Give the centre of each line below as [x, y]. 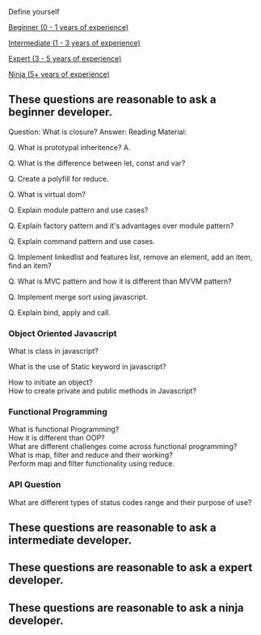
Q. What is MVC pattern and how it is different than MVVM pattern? [120, 281]
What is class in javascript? [53, 351]
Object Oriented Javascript [63, 333]
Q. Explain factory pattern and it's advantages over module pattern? [121, 225]
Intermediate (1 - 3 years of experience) [75, 43]
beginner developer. [61, 112]
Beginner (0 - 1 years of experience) [69, 27]
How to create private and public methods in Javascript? [102, 391]
